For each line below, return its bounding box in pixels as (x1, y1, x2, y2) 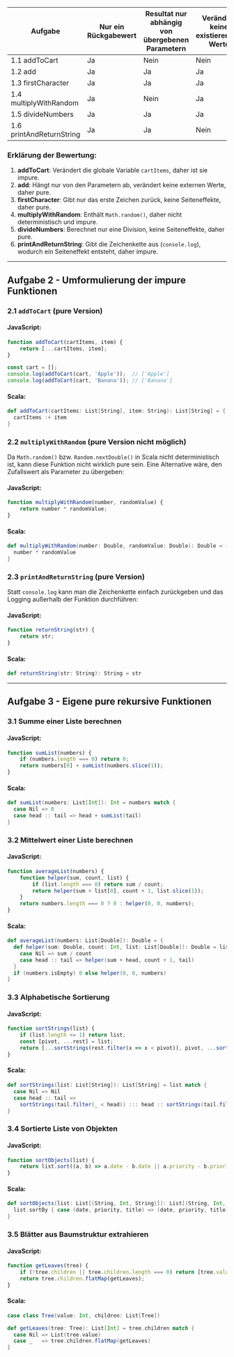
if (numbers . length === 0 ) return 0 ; (19, 755, 130, 763)
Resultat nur (145, 9, 187, 18)
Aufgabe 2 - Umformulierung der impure (7, 274, 186, 286)
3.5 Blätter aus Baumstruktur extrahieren (7, 1229, 149, 1239)
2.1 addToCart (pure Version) (7, 306, 103, 315)
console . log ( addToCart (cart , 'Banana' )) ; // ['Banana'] (7, 377, 173, 384)
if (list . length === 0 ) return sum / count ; (32, 881, 164, 888)
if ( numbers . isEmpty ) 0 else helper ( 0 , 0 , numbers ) (13, 969, 167, 977)
